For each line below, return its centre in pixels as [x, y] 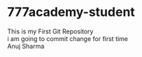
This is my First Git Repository [50, 31]
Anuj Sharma [26, 46]
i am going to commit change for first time [68, 38]
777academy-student [71, 12]
